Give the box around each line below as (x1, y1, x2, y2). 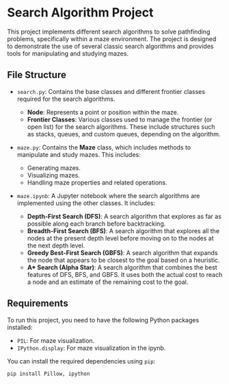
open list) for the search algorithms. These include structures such (27, 122, 215, 131)
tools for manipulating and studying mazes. (7, 49, 129, 58)
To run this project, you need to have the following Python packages (7, 315, 200, 324)
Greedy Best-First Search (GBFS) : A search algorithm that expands (27, 248, 218, 256)
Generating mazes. (27, 163, 81, 172)
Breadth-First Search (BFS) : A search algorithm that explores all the (27, 226, 220, 235)
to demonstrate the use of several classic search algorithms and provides (7, 42, 214, 50)
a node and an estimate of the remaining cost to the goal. (27, 278, 189, 286)
